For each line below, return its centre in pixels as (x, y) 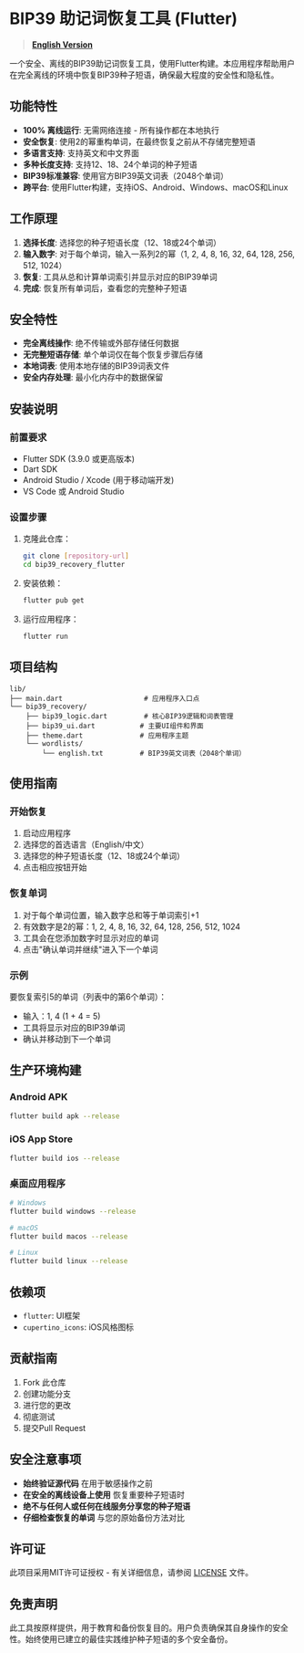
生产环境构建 (46, 1070)
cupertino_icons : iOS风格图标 (78, 1327)
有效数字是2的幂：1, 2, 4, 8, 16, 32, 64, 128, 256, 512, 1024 (132, 926)
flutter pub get (53, 601)
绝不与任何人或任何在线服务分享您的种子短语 (106, 1506)
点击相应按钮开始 (55, 867)
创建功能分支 (46, 1394)
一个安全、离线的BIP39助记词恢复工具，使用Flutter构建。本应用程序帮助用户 (152, 63)
